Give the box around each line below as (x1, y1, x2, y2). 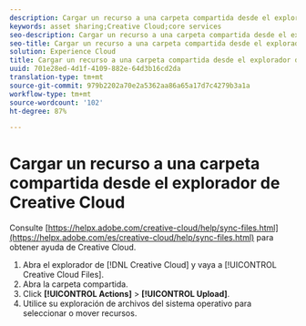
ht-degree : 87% (9, 107, 67, 116)
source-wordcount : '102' (9, 97, 104, 107)
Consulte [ (9, 222, 48, 233)
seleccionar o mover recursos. (22, 308, 138, 319)
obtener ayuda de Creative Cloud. (9, 242, 137, 253)
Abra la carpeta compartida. (22, 279, 129, 290)
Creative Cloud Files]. (22, 270, 105, 280)
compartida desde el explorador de (9, 173, 280, 194)
